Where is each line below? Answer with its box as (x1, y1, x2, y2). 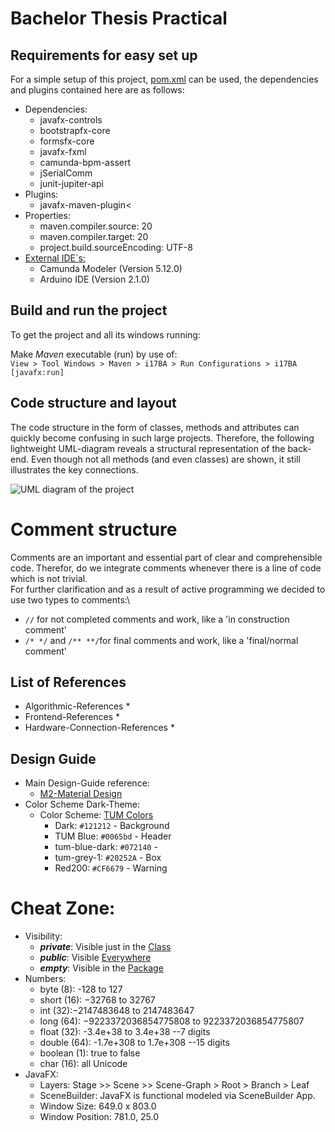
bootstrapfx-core (39, 125, 111, 136)
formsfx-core (39, 135, 95, 147)
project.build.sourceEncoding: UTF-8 (39, 242, 193, 253)
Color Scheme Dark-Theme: (24, 798, 141, 811)
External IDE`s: (24, 252, 86, 264)
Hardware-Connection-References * (24, 722, 175, 734)
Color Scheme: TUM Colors (39, 809, 154, 821)
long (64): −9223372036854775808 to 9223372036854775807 (39, 1015, 305, 1027)
